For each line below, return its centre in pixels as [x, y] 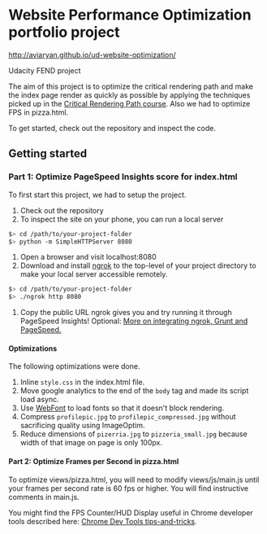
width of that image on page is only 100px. [91, 443]
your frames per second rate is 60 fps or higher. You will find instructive [129, 488]
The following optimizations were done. [74, 366]
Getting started [48, 153]
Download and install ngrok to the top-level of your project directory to [138, 265]
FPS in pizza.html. [39, 112]
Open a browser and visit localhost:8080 [88, 257]
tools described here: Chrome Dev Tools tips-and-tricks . [103, 521]
